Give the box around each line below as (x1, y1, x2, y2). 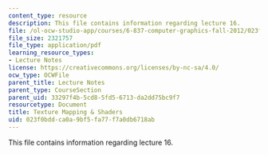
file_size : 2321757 (8, 34, 73, 42)
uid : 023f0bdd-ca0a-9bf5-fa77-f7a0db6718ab (8, 116, 156, 124)
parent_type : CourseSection (8, 85, 102, 94)
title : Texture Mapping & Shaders (8, 109, 124, 117)
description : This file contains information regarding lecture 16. (8, 19, 241, 27)
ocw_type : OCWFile (8, 71, 69, 79)
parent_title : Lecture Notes (8, 78, 105, 86)
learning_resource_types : (8, 49, 94, 57)
